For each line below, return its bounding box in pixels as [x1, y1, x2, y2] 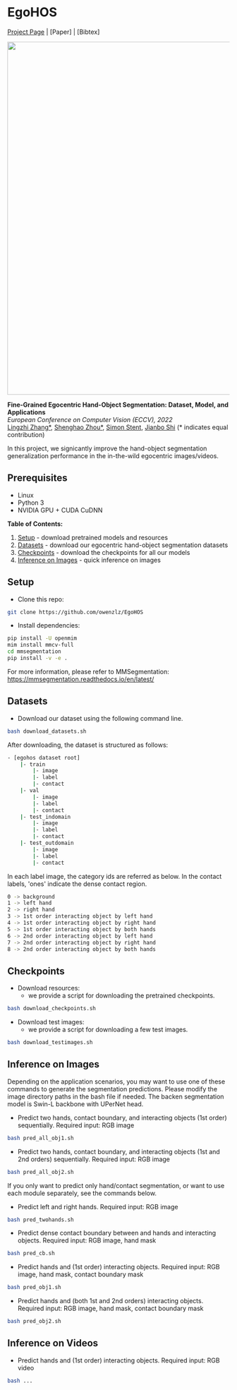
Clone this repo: [17, 594, 64, 604]
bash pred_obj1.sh [7, 1284, 61, 1291]
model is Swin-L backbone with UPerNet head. [7, 1099, 144, 1108]
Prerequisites [7, 472, 68, 484]
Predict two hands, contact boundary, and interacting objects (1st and [17, 1147, 220, 1156]
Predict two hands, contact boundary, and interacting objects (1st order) [17, 1113, 227, 1122]
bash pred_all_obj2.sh [7, 1168, 74, 1175]
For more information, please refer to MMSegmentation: [7, 667, 169, 676]
